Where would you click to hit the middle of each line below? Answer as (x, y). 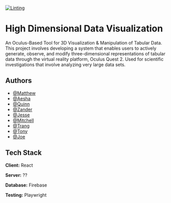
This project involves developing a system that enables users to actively (81, 48)
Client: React (19, 165)
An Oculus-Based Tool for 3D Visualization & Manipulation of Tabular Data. (84, 43)
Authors (19, 81)
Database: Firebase (26, 185)
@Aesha (21, 98)
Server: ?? (16, 175)
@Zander (22, 109)
